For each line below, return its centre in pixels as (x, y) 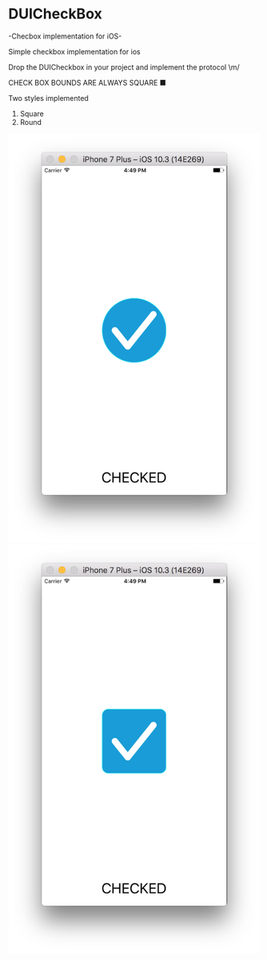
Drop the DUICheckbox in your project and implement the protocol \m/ (124, 67)
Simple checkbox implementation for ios (75, 51)
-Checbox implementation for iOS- (65, 36)
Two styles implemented (49, 98)
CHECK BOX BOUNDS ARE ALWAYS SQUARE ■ (87, 82)
